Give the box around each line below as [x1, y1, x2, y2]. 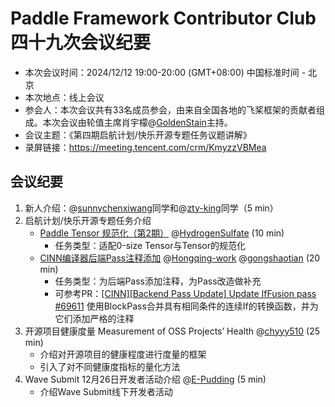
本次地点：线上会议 [24, 91, 105, 103]
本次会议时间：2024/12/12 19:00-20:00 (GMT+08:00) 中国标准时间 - [24, 66, 307, 78]
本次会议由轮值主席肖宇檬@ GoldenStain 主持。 [42, 116, 233, 128]
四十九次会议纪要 [10, 32, 152, 54]
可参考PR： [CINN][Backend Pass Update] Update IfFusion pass [54, 287, 317, 299]
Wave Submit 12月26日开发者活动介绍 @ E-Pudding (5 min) [24, 373, 267, 385]
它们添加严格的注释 [54, 312, 135, 324]
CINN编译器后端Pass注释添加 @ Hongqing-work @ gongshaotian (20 [39, 252, 321, 264]
